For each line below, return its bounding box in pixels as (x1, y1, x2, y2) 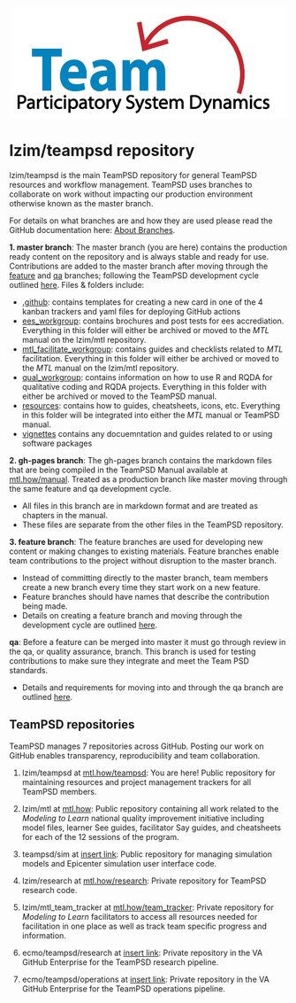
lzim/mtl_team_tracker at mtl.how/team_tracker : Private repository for (21, 902, 274, 913)
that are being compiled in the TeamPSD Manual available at (9, 464, 228, 475)
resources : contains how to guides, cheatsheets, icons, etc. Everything (21, 400, 281, 410)
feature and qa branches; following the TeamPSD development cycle (9, 269, 259, 281)
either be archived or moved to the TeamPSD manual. (21, 391, 217, 401)
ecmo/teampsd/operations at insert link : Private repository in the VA (21, 974, 269, 984)
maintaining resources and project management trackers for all (21, 776, 252, 787)
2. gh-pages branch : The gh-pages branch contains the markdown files (9, 455, 272, 465)
